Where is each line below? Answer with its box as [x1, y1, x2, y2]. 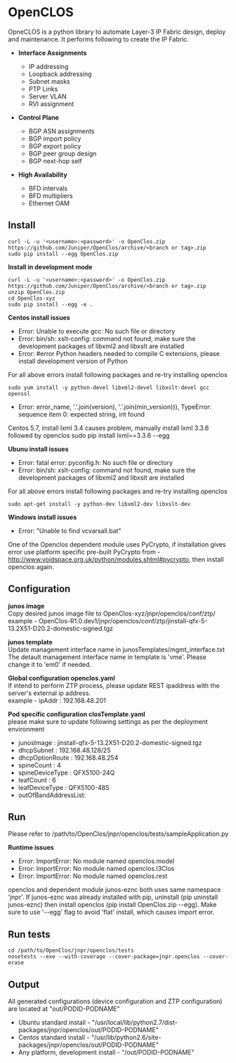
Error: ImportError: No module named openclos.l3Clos [18, 865, 175, 873]
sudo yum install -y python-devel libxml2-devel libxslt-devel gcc [8, 384, 210, 391]
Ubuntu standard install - [18, 1018, 91, 1026]
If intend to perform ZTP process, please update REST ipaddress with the [8, 681, 220, 689]
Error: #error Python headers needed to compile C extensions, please [18, 349, 220, 357]
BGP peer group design [28, 149, 97, 158]
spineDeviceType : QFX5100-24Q [18, 768, 115, 777]
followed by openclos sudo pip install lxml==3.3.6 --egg [8, 431, 170, 440]
